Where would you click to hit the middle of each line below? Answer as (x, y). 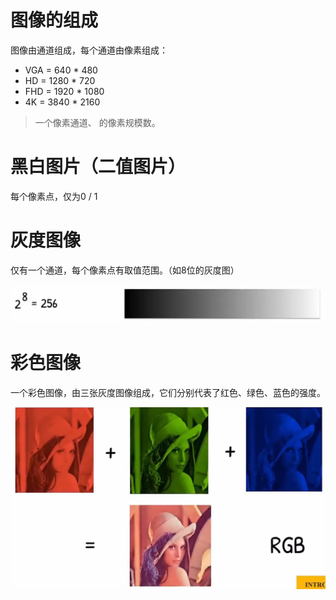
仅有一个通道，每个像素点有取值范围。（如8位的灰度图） (125, 270)
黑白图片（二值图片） (98, 167)
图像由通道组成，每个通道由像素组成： (89, 50)
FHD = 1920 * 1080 (64, 91)
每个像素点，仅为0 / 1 (54, 196)
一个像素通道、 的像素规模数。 (97, 122)
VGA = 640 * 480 (61, 70)
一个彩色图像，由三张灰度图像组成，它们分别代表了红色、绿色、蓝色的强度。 (168, 392)
